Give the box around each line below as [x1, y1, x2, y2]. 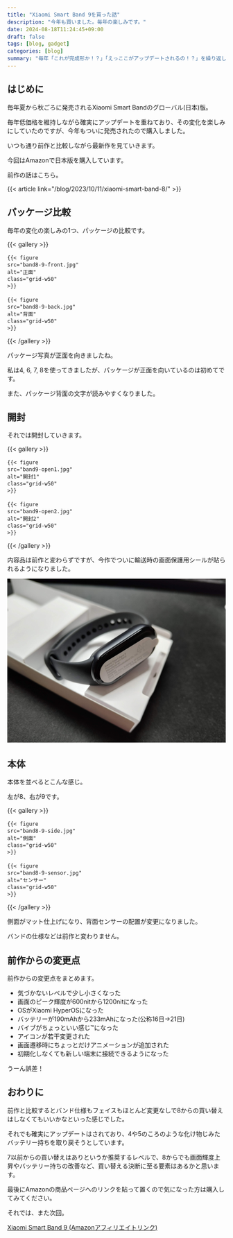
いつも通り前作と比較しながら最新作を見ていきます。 [7, 141, 159, 149]
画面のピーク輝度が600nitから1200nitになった [17, 997, 148, 1006]
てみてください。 [7, 1194, 56, 1202]
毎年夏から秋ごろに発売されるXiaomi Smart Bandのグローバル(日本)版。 [7, 103, 212, 111]
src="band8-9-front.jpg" [7, 261, 79, 268]
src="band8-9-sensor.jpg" [7, 870, 82, 877]
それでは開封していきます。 [7, 431, 85, 440]
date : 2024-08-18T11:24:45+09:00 [7, 26, 104, 33]
